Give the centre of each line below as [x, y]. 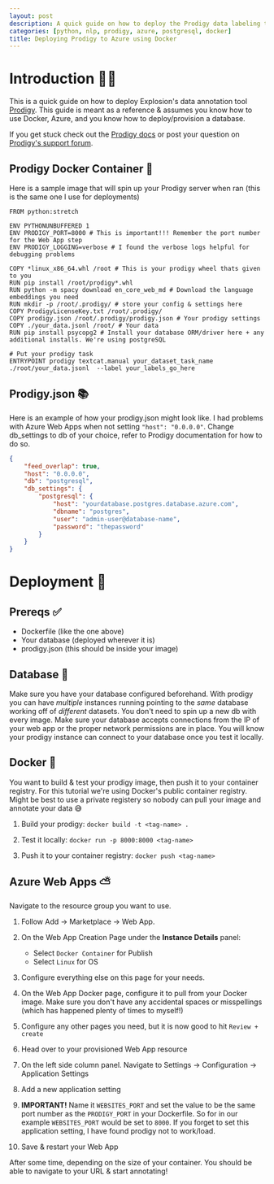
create [32, 1034]
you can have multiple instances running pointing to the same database [129, 703]
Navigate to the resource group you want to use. [90, 905]
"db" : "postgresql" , [59, 481]
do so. [20, 443]
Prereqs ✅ [35, 612]
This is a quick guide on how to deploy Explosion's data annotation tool [128, 102]
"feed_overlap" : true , [62, 466]
